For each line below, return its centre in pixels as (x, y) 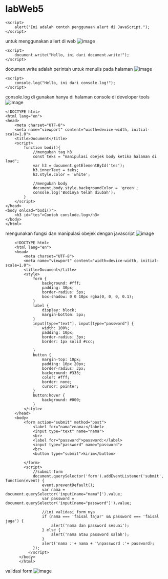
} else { (51, 530)
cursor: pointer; (60, 386)
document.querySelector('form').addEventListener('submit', (98, 476)
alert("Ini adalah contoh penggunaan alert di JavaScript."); (82, 27)
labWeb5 (25, 9)
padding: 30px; (58, 288)
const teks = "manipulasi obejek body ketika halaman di (95, 156)
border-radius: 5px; (64, 292)
